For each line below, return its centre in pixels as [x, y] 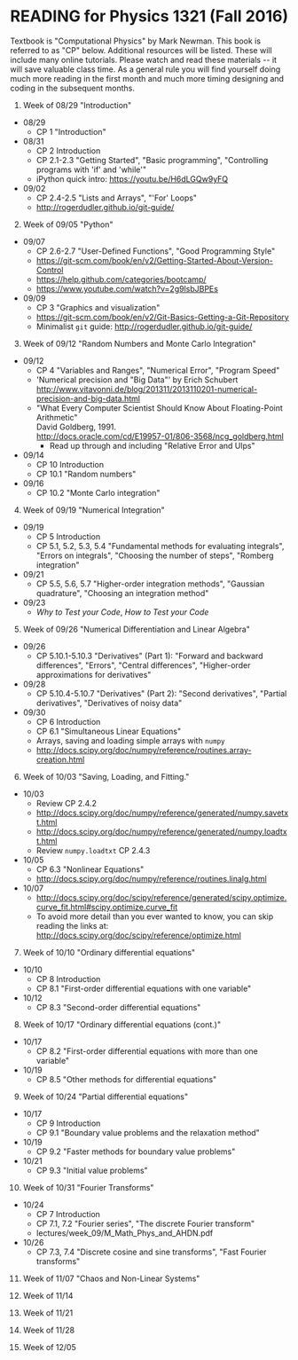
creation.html [60, 759]
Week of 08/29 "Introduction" [77, 105]
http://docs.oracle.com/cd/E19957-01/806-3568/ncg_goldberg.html [160, 436]
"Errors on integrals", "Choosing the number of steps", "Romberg [155, 555]
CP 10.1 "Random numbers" [86, 474]
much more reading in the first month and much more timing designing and [147, 78]
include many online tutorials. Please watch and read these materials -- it [144, 59]
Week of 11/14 [48, 1295]
